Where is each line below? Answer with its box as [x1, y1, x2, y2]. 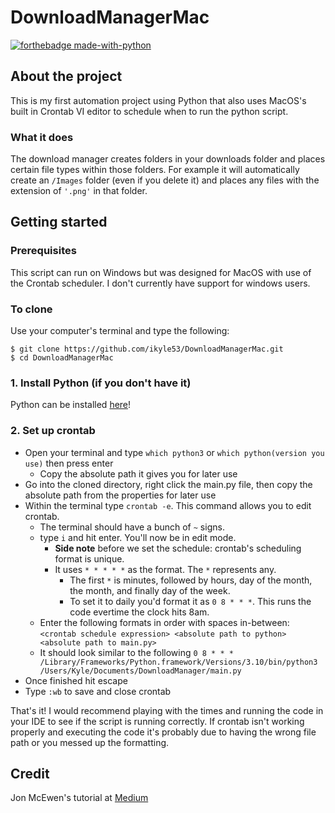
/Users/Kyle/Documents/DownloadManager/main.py [39, 666, 242, 676]
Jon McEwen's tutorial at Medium [10, 792, 149, 804]
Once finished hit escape [24, 674, 128, 686]
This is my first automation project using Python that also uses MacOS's [10, 94, 307, 106]
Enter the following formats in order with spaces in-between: [39, 616, 290, 628]
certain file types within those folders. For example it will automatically [10, 164, 300, 176]
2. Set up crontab [10, 424, 96, 438]
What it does [10, 130, 74, 144]
